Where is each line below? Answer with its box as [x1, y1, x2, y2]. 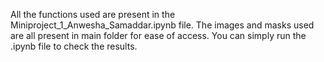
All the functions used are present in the [10, 9, 176, 20]
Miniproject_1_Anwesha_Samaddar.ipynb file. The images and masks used [10, 19, 315, 31]
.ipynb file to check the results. [10, 40, 138, 52]
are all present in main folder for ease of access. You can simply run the [10, 30, 307, 41]
